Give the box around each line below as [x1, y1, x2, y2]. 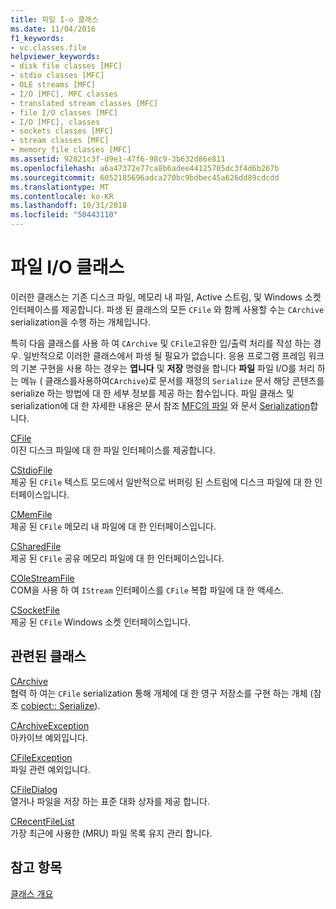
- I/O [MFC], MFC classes [10, 89, 118, 99]
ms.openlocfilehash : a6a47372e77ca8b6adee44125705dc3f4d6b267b [10, 163, 280, 173]
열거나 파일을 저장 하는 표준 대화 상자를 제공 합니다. [10, 795, 210, 807]
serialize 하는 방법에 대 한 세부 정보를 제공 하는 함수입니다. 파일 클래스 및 [10, 387, 295, 399]
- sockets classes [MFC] [10, 126, 114, 136]
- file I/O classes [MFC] [10, 107, 118, 118]
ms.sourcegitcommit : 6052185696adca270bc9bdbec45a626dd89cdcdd [10, 172, 280, 183]
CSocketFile [10, 604, 60, 616]
